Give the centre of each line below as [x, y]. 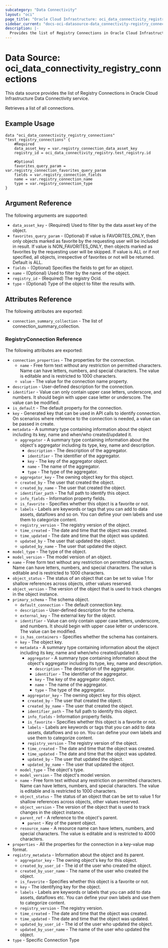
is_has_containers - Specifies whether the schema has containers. [89, 637]
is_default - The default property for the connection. [67, 408]
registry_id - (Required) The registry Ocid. [57, 278]
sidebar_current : [23, 24]
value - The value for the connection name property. [74, 381]
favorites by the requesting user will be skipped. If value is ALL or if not [85, 251]
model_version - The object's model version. [65, 775]
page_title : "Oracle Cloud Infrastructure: [51, 19]
